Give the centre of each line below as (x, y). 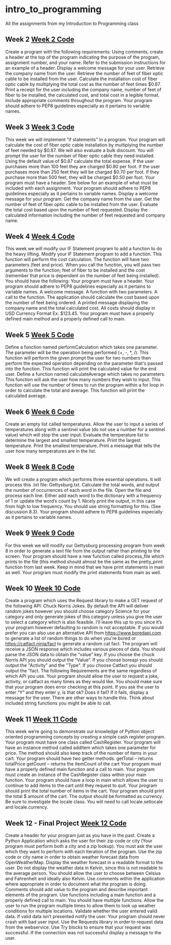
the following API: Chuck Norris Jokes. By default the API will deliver (77, 606)
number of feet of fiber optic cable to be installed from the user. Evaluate (82, 204)
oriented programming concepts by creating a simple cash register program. (85, 737)
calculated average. (26, 396)
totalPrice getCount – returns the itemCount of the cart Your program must (83, 764)
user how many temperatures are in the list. (51, 451)
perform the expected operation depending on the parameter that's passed (84, 363)
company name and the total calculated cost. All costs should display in (80, 308)
